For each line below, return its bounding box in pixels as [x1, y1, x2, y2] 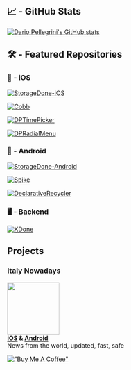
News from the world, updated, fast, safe [7, 341, 125, 349]
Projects [7, 245, 44, 257]
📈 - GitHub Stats [7, 6, 82, 17]
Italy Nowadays [7, 266, 61, 276]
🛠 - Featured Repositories [7, 49, 123, 60]
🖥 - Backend [7, 207, 49, 217]
